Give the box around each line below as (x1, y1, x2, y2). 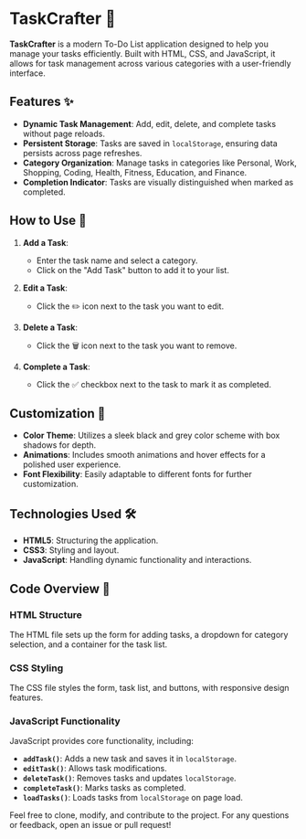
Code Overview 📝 (9, 580, 111, 597)
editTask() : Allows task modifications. (22, 763, 167, 774)
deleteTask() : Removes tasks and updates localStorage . (22, 772, 237, 784)
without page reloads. (22, 128, 105, 139)
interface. (9, 68, 46, 79)
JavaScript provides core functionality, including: (9, 736, 195, 747)
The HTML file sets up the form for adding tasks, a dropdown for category (9, 629, 289, 640)
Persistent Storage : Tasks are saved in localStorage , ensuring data (22, 137, 278, 149)
